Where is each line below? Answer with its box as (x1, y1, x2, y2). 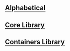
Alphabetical (5, 4, 46, 12)
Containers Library (5, 38, 65, 46)
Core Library (5, 21, 45, 29)
